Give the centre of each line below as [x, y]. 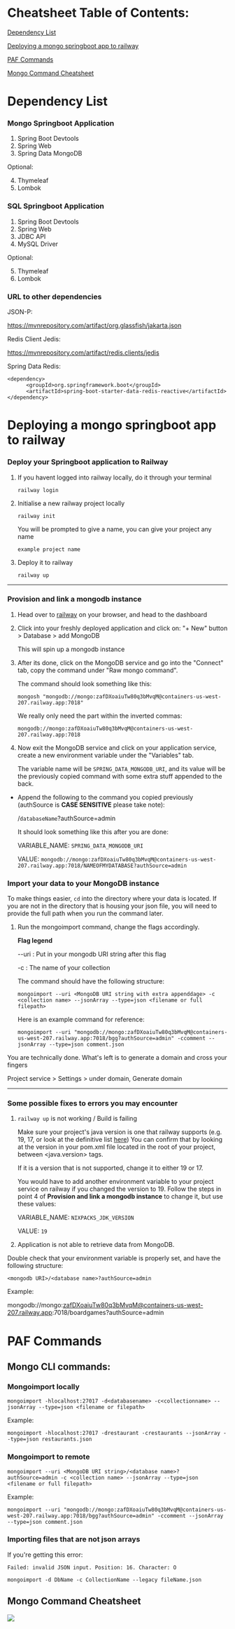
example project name [49, 549]
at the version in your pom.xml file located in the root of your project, [116, 1147]
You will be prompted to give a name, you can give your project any [114, 529]
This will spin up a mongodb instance [71, 649]
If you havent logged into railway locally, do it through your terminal [114, 477]
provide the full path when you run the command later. [86, 913]
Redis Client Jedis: [34, 339]
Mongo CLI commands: [59, 1366]
